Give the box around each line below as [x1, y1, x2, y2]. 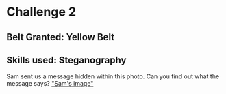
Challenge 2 [6, 4, 77, 20]
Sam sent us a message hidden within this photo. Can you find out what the [6, 72, 220, 80]
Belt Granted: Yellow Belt [6, 31, 115, 43]
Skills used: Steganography [6, 54, 127, 65]
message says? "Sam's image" [6, 80, 94, 88]
